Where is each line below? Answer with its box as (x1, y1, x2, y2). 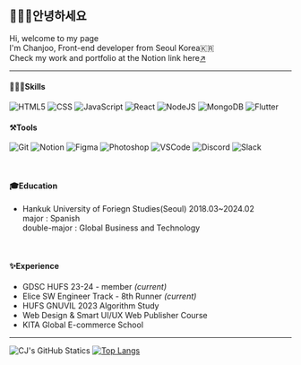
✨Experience (9, 261, 60, 272)
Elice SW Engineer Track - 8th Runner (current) (21, 291, 197, 301)
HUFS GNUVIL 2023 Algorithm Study (21, 300, 159, 311)
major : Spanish (21, 213, 81, 224)
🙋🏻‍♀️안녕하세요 (9, 8, 87, 24)
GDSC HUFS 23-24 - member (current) (21, 281, 168, 291)
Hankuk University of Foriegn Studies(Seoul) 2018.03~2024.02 (21, 204, 255, 214)
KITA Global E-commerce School (21, 319, 144, 330)
